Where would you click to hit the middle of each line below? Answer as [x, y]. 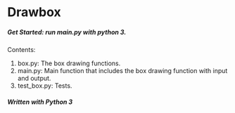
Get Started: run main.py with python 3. [67, 32]
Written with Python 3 [40, 102]
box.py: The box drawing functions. [69, 63]
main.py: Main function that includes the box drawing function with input [122, 71]
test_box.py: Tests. [45, 86]
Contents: [21, 50]
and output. [34, 79]
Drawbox [34, 12]
